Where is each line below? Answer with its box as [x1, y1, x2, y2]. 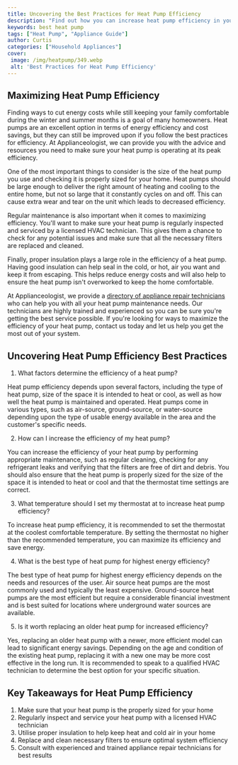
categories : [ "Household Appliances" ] [7, 43, 122, 50]
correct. [7, 486, 30, 494]
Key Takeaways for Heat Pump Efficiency [7, 687, 193, 699]
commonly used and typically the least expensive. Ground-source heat [7, 586, 215, 595]
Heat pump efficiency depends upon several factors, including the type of [7, 383, 223, 391]
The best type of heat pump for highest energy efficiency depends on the [7, 571, 222, 580]
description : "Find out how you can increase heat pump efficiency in [7, 17, 220, 24]
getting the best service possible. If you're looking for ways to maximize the [7, 314, 229, 323]
